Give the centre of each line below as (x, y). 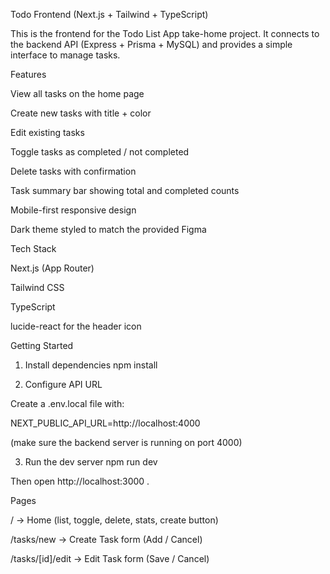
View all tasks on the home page (77, 93)
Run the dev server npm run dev (91, 462)
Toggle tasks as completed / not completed (100, 152)
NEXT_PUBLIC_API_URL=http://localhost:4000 (105, 423)
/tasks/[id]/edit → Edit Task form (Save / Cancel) (110, 558)
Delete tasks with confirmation (73, 171)
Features (28, 74)
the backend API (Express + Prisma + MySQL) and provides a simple (151, 44)
